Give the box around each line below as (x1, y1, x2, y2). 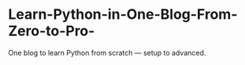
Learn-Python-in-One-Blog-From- (8, 5, 238, 23)
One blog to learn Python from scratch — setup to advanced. (8, 48, 206, 57)
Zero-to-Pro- (8, 22, 95, 40)
